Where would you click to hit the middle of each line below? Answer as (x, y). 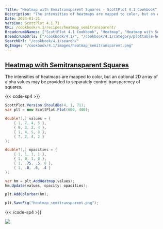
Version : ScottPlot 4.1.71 (32, 23)
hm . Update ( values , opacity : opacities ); (47, 185)
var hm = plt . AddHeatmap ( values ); (40, 181)
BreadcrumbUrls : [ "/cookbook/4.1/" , (42, 37)
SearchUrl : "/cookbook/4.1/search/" (42, 41)
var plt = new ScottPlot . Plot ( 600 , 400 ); (48, 110)
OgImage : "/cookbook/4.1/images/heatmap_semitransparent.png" (69, 46)
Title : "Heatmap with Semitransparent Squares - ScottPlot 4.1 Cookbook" (81, 9)
